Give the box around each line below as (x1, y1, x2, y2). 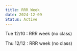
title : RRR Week (5, 7, 40, 13)
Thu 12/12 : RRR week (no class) (5, 40, 72, 46)
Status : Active (5, 17, 38, 22)
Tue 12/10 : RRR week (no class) (5, 31, 72, 37)
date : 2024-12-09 (5, 12, 42, 17)
